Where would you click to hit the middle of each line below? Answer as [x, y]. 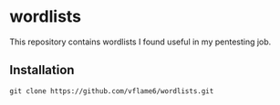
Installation [42, 70]
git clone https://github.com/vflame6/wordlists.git [112, 91]
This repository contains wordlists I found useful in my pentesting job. [140, 42]
